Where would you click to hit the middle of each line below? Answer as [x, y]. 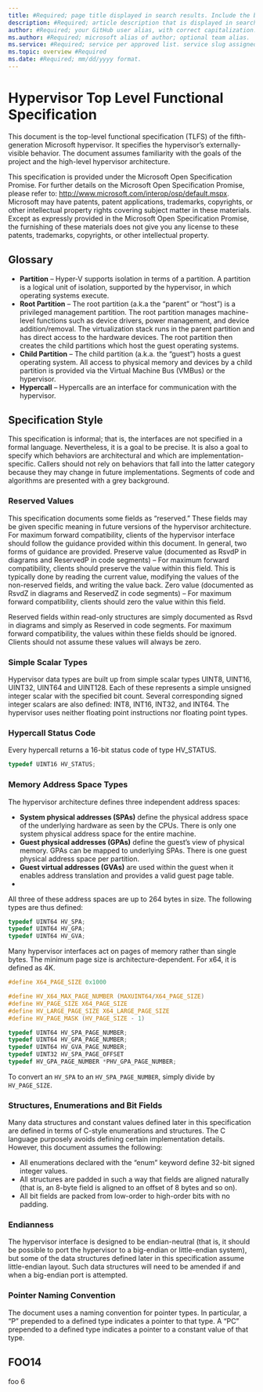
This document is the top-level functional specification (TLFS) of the [118, 136]
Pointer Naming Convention [62, 1295]
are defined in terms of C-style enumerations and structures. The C [117, 1131]
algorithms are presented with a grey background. [89, 480]
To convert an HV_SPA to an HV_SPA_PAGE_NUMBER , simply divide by [112, 1076]
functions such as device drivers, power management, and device [143, 320]
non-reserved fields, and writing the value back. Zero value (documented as [131, 585]
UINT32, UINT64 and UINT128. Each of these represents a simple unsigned [130, 688]
